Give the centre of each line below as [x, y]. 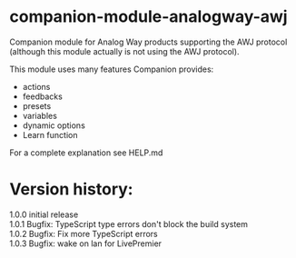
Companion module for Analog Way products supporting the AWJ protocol [148, 42]
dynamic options [54, 125]
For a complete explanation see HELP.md [86, 153]
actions [36, 86]
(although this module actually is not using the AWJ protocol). [124, 51]
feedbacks [43, 96]
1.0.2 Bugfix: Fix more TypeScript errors [84, 233]
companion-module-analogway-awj [148, 17]
